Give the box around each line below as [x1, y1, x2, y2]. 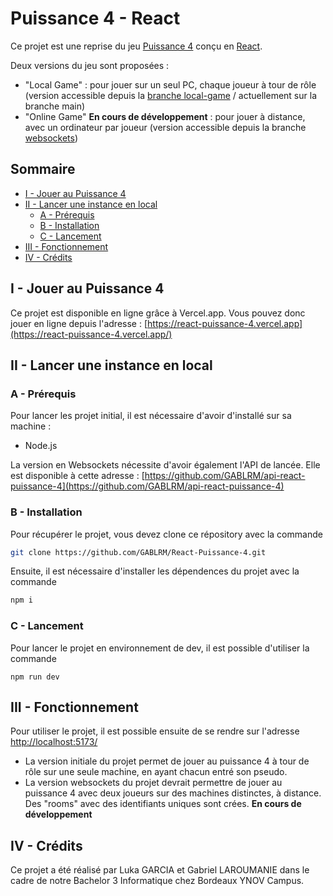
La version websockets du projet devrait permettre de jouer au [24, 777, 283, 789]
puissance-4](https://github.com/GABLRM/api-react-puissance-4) [10, 480, 285, 492]
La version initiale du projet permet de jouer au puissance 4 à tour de [24, 755, 310, 767]
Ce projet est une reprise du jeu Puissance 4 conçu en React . [10, 40, 263, 52]
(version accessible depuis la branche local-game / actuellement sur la [24, 89, 317, 101]
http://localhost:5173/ [10, 736, 98, 748]
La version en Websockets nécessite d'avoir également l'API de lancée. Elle [10, 459, 321, 471]
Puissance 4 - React [10, 7, 181, 30]
